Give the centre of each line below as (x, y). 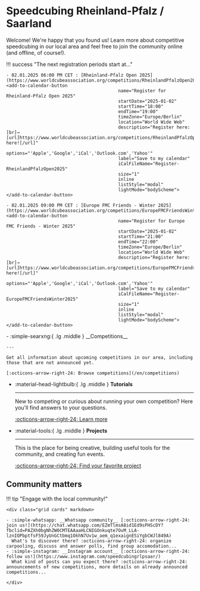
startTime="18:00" (141, 106)
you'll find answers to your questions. (61, 407)
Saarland (29, 24)
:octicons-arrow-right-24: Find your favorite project (78, 465)
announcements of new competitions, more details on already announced (97, 567)
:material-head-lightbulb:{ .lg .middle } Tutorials (74, 384)
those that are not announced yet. (50, 362)
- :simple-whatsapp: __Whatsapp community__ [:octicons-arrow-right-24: (98, 520)
